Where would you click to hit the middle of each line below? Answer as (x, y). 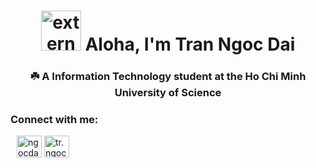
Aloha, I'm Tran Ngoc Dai (190, 44)
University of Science (168, 93)
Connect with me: (54, 120)
